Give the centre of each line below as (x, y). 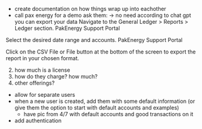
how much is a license (42, 70)
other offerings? (35, 83)
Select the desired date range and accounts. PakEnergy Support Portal (94, 40)
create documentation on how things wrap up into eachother (90, 9)
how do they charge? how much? (56, 76)
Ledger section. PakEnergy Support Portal (67, 28)
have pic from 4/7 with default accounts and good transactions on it (108, 114)
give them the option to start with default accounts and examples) (97, 108)
